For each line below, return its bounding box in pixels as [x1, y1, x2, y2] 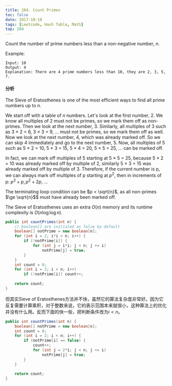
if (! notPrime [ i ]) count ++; [24, 272, 83, 277]
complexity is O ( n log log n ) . [5, 209, 62, 215]
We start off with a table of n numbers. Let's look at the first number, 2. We [5, 112, 163, 118]
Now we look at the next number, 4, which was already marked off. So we [5, 134, 161, 140]
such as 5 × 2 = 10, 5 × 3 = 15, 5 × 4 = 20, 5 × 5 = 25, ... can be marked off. [5, 145, 164, 151]
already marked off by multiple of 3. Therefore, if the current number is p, [5, 166, 160, 172]
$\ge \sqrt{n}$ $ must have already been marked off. [5, 194, 116, 200]
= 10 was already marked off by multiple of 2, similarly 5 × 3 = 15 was [5, 160, 152, 167]
